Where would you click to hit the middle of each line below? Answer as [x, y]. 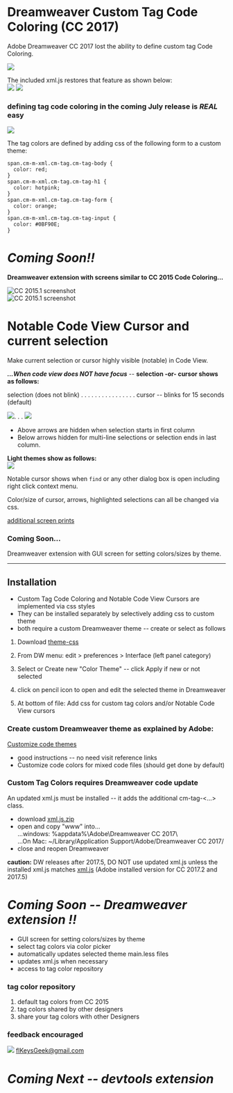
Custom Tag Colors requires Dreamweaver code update [103, 783]
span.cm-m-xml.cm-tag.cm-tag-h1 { [57, 182]
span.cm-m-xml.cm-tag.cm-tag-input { [62, 219]
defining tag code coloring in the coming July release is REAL [113, 107]
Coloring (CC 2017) [63, 27]
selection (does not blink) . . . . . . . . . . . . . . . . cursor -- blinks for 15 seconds [116, 395]
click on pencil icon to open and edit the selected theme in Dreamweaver [121, 690]
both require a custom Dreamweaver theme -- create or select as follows [121, 629]
